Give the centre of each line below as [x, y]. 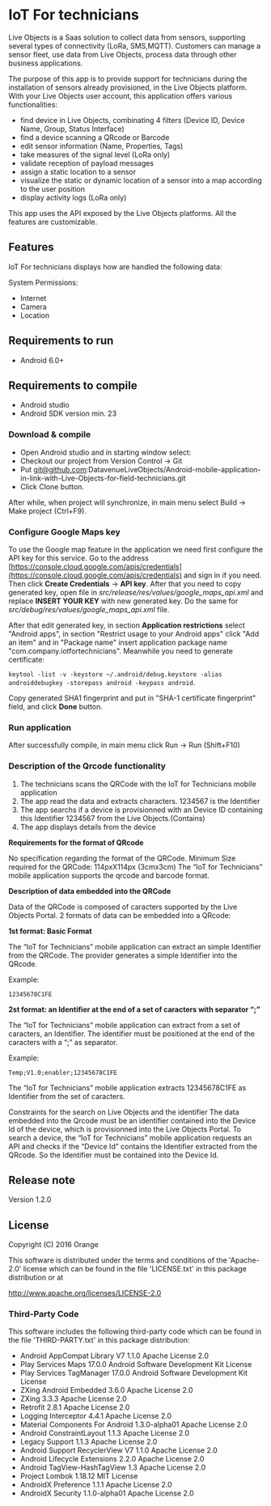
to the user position [52, 188]
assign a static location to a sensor [78, 171]
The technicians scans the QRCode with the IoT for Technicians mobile [138, 784]
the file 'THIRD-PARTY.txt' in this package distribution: [99, 1340]
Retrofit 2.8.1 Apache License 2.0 [75, 1407]
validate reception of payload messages [87, 163]
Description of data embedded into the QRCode [90, 890]
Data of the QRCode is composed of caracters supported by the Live [123, 907]
